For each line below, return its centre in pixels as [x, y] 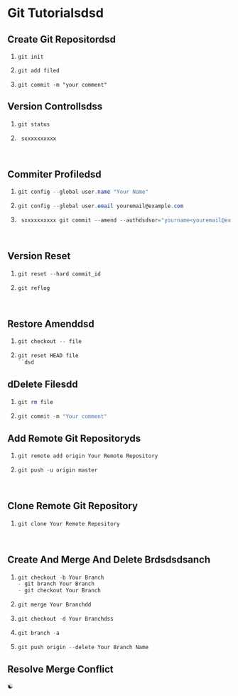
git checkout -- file [49, 342]
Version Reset [39, 256]
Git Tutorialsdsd [56, 13]
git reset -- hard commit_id [59, 274]
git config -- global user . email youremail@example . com [101, 206]
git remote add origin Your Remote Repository [88, 456]
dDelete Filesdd [43, 385]
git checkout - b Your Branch [61, 577]
